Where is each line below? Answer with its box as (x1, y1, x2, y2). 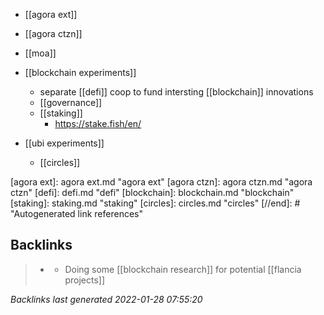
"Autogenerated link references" (10, 208, 143, 219)
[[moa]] (24, 47, 57, 59)
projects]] (64, 274, 105, 286)
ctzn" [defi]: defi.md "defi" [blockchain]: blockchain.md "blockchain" (10, 187, 295, 198)
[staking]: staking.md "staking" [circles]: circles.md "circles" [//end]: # (10, 197, 301, 209)
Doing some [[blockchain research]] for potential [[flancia (64, 263, 302, 275)
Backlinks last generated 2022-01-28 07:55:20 (10, 293, 203, 305)
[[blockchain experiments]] (24, 67, 137, 78)
